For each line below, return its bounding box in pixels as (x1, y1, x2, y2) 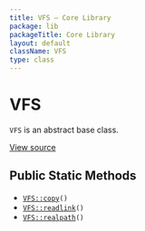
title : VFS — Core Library (9, 13, 111, 23)
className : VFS (9, 47, 67, 56)
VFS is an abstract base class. (9, 124, 120, 135)
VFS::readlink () (22, 203, 84, 213)
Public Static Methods (9, 168, 137, 184)
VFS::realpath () (22, 213, 84, 222)
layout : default (9, 38, 71, 48)
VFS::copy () (22, 194, 68, 203)
